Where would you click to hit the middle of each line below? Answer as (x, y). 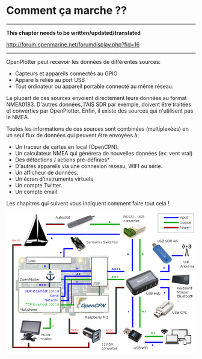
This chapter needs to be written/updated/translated (74, 33)
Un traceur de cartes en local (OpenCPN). (67, 147)
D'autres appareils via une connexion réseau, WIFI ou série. (89, 166)
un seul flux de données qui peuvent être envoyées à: (73, 135)
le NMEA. (18, 117)
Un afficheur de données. (47, 172)
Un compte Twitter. (38, 185)
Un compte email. (37, 192)
